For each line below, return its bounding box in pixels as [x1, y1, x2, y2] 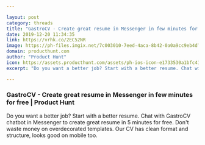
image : [6, 43, 23, 49]
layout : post [6, 14, 40, 20]
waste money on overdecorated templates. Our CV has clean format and [6, 125, 189, 132]
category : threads [6, 19, 53, 26]
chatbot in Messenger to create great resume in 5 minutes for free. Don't [6, 118, 189, 126]
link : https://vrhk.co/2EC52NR [6, 37, 86, 43]
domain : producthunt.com [6, 48, 70, 55]
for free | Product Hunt [6, 98, 75, 107]
